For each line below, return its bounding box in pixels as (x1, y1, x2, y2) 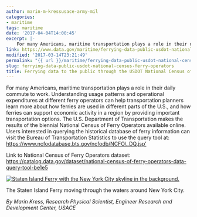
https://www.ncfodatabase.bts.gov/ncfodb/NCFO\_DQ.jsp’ (6, 140, 147, 147)
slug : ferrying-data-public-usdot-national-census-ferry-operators (6, 63, 175, 69)
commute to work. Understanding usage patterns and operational (6, 91, 164, 98)
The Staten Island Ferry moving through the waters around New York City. (6, 187, 185, 194)
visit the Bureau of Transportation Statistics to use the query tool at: (6, 134, 170, 141)
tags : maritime (6, 25, 43, 31)
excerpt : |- (6, 36, 35, 42)
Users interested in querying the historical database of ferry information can (6, 128, 191, 135)
